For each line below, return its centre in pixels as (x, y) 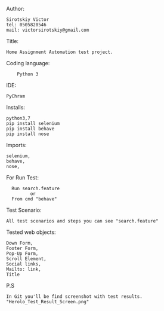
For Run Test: (22, 178)
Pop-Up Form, (22, 254)
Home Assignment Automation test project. (60, 52)
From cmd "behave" (35, 199)
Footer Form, (22, 248)
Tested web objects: (31, 232)
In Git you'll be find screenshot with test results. (75, 297)
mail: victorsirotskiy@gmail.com (48, 30)
